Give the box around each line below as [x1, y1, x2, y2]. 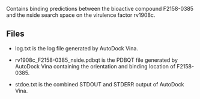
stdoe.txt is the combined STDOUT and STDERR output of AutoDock [14, 80, 184, 88]
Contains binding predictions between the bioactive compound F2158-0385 [6, 5, 194, 12]
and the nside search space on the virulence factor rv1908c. [6, 11, 156, 19]
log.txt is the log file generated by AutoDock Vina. [14, 44, 138, 52]
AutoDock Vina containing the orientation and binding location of [14, 62, 176, 70]
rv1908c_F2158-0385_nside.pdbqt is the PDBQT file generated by [14, 56, 178, 64]
